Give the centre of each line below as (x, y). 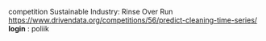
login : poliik (29, 29)
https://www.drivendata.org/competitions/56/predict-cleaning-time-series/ (133, 20)
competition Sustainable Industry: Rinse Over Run (91, 12)
